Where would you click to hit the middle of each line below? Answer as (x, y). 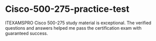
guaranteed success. (27, 33)
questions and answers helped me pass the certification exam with (74, 28)
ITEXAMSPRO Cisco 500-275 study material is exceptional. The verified (78, 23)
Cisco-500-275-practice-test (67, 9)
